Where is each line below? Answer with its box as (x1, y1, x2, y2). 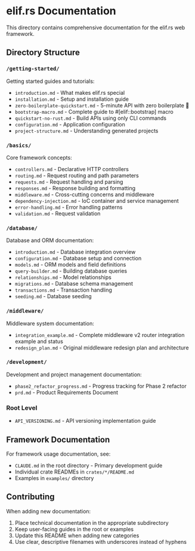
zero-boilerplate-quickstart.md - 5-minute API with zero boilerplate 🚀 (14, 101, 190, 109)
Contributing (6, 492, 55, 502)
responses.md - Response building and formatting (14, 184, 136, 191)
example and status (14, 338, 64, 345)
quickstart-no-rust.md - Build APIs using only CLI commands (14, 114, 167, 122)
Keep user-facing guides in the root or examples (14, 525, 134, 533)
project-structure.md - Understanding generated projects (14, 127, 159, 134)
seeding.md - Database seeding (14, 293, 92, 300)
